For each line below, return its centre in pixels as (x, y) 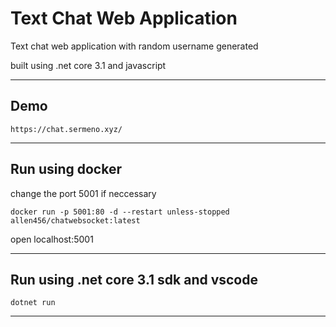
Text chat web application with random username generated (134, 46)
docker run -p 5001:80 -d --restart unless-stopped (120, 212)
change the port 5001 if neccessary (83, 193)
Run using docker (66, 169)
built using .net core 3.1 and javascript (88, 65)
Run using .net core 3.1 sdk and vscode (134, 279)
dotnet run (33, 303)
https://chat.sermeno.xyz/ (66, 129)
